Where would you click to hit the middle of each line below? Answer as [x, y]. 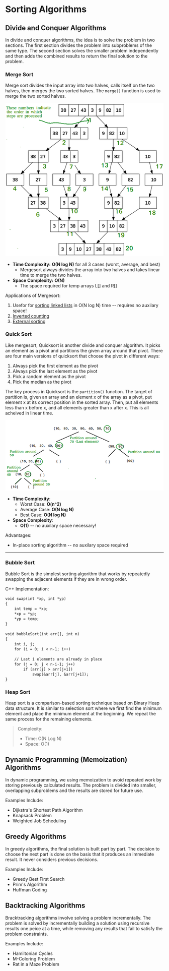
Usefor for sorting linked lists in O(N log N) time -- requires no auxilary [85, 305]
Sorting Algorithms [46, 9]
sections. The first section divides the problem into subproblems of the [79, 45]
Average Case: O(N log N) [47, 509]
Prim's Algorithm [30, 884]
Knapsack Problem [32, 815]
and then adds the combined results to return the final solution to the [76, 56]
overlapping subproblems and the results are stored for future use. [74, 791]
